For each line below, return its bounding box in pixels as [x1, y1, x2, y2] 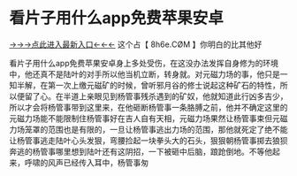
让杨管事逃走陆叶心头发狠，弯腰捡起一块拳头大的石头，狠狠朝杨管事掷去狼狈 [9, 134, 288, 146]
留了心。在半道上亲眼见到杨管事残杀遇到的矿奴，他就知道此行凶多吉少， [24, 90, 288, 102]
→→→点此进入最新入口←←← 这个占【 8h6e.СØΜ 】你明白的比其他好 [9, 39, 263, 50]
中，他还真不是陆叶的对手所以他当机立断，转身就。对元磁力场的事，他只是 [9, 68, 280, 80]
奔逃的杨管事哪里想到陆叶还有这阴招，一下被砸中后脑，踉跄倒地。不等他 [9, 146, 272, 157]
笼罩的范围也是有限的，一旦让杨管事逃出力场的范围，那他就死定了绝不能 [24, 124, 288, 134]
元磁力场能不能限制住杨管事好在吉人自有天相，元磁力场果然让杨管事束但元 [9, 112, 280, 124]
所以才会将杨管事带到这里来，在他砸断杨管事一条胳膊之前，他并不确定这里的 [9, 102, 288, 112]
